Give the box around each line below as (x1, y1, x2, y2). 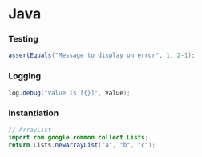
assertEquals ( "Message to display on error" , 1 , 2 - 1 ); (8, 51, 196, 60)
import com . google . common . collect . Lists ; (8, 133, 149, 141)
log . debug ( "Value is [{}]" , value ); (8, 89, 131, 97)
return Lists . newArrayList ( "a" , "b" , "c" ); (8, 141, 156, 149)
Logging (8, 70, 42, 82)
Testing (8, 34, 38, 45)
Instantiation (8, 107, 59, 119)
